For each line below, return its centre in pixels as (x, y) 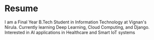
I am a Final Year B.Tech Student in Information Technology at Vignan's (76, 22)
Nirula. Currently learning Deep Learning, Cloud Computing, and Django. (77, 27)
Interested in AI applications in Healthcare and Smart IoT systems (70, 32)
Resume (21, 9)
